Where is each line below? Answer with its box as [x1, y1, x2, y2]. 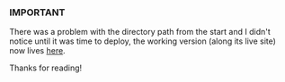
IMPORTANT [9, 6, 66, 19]
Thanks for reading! [9, 62, 83, 73]
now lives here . [9, 45, 66, 56]
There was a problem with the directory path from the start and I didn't [9, 27, 272, 37]
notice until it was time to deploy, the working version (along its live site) [9, 36, 277, 46]
